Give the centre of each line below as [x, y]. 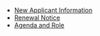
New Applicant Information [53, 10]
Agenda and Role [39, 25]
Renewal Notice [37, 18]
